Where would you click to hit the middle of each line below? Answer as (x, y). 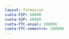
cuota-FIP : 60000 (23, 15)
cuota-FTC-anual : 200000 (31, 24)
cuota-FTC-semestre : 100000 (34, 29)
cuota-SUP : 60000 (23, 19)
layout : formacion (24, 10)
